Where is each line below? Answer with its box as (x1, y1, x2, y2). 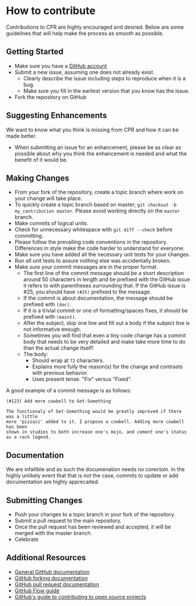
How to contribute (6, 4, 96, 18)
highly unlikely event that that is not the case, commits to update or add (6, 472, 178, 479)
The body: (23, 351, 49, 358)
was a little (6, 414, 38, 420)
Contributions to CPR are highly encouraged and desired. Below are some (6, 23, 184, 31)
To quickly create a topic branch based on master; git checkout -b (14, 201, 177, 208)
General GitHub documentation (14, 568, 90, 575)
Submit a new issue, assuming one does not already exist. (14, 69, 155, 76)
